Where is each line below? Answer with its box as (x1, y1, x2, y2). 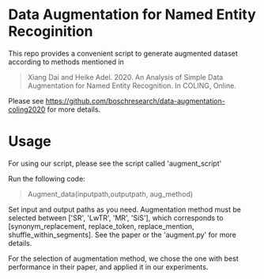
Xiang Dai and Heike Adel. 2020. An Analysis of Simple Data (27, 72, 224, 82)
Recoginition (8, 22, 93, 40)
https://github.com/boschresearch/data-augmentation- (45, 96, 225, 105)
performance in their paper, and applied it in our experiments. (8, 262, 209, 271)
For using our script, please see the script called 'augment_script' (8, 159, 222, 168)
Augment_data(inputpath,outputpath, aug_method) (27, 189, 194, 199)
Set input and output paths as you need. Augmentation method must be (8, 204, 241, 214)
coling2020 (8, 105, 46, 114)
